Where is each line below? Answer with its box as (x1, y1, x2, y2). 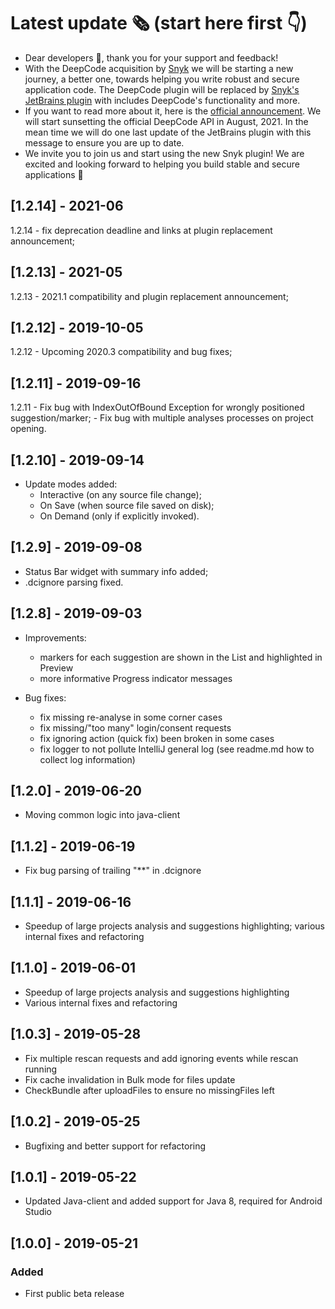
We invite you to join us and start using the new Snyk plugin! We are (24, 147, 305, 159)
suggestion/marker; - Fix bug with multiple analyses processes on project (10, 412, 314, 424)
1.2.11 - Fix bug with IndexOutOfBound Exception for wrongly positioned (10, 401, 305, 414)
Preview (39, 661, 74, 674)
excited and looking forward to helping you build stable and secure (24, 158, 300, 170)
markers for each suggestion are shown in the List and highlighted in (39, 651, 323, 663)
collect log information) (39, 753, 136, 765)
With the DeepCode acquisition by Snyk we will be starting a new (24, 62, 294, 74)
